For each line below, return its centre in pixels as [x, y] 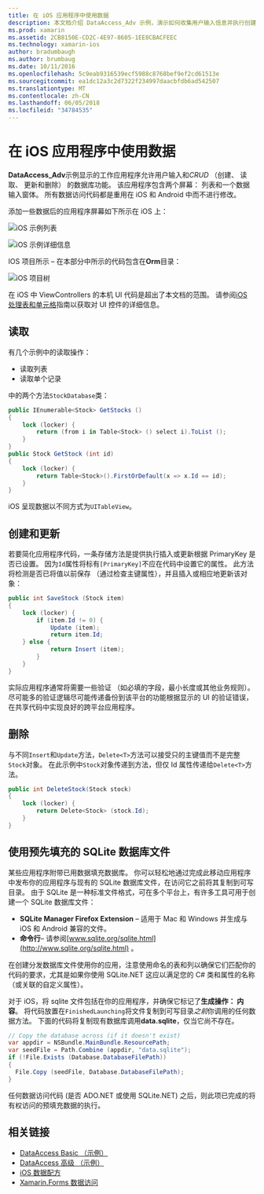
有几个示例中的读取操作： [49, 352]
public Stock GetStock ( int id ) [61, 454]
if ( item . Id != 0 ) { [70, 620]
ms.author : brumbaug [42, 60]
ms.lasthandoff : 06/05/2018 [54, 103]
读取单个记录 [40, 379]
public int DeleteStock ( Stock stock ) [70, 789]
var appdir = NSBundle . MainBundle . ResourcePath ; [89, 1043]
